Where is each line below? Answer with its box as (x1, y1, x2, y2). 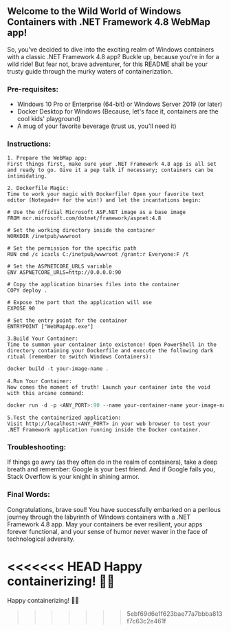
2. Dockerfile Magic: (7, 185, 69, 192)
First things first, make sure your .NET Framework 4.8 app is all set (7, 161, 217, 168)
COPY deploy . (7, 287, 48, 295)
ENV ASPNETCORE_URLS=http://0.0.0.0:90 (7, 269, 122, 276)
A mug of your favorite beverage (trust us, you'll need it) (16, 122, 177, 130)
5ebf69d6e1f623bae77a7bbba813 (126, 609, 223, 618)
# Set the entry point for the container (7, 317, 128, 324)
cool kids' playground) (16, 115, 81, 123)
